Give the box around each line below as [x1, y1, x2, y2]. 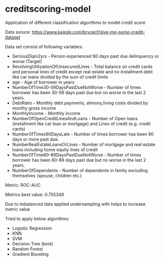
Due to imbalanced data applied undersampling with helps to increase [5, 201, 145, 207]
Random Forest [12, 246, 43, 252]
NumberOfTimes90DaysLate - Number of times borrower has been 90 [12, 131, 154, 137]
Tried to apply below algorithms [5, 216, 69, 221]
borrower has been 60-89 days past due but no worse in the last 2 [12, 157, 146, 163]
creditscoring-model [5, 3, 91, 15]
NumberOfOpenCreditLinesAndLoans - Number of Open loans [12, 115, 138, 121]
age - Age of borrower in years [12, 79, 75, 85]
